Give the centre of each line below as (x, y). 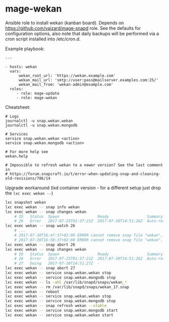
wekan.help (17, 156)
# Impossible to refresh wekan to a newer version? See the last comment (84, 165)
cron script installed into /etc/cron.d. (43, 39)
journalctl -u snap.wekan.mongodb (41, 125)
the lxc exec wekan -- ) (29, 193)
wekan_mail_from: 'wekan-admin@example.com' (66, 84)
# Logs (12, 116)
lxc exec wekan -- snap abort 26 (40, 245)
